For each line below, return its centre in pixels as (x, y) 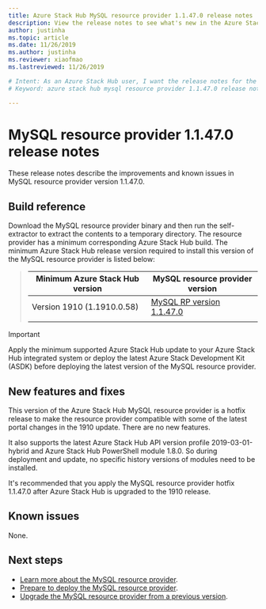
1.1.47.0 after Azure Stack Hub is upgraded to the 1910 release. (110, 492)
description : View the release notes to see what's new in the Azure (125, 23)
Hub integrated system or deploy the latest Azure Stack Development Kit (127, 358)
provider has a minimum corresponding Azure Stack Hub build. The (118, 243)
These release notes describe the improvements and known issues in (121, 173)
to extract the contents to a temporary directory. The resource (141, 234)
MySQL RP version (185, 302)
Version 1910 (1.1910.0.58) (85, 307)
